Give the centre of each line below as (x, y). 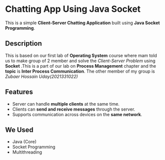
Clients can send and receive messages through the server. (74, 109)
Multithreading (27, 152)
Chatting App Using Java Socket (73, 9)
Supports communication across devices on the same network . (77, 114)
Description (23, 44)
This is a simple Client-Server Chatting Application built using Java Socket (82, 23)
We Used (19, 130)
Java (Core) (24, 142)
